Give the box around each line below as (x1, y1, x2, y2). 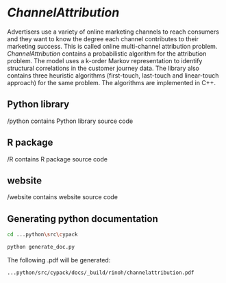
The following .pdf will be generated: (7, 256, 111, 264)
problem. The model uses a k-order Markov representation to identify (7, 56, 203, 65)
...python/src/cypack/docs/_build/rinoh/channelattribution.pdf (7, 269, 194, 276)
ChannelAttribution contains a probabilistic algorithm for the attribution (7, 49, 207, 58)
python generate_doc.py (7, 244, 75, 251)
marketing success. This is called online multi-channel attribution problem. (7, 42, 218, 50)
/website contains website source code (7, 193, 118, 201)
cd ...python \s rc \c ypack (7, 231, 78, 238)
